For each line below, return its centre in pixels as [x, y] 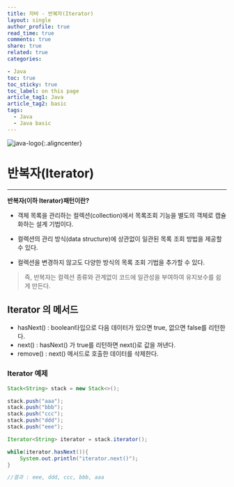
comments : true [29, 40]
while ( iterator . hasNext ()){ [48, 452]
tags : [15, 111]
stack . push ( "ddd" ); [36, 421]
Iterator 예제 [28, 374]
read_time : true [31, 33]
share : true [24, 46]
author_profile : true [39, 26]
